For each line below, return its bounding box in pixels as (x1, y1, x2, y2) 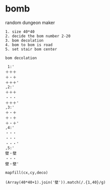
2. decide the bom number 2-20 (5, 33, 71, 38)
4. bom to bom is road (5, 42, 53, 47)
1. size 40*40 (5, 29, 35, 34)
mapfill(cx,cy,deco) (5, 170, 49, 175)
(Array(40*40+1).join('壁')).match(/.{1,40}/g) (5, 179, 106, 185)
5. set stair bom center (5, 46, 57, 51)
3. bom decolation (5, 38, 44, 43)
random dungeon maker (5, 19, 55, 25)
